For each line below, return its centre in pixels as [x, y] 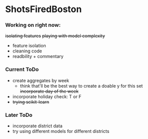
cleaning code [27, 51]
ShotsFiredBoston [43, 9]
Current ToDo [22, 69]
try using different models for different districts [61, 131]
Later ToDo [19, 115]
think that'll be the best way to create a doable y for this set [81, 86]
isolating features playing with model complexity [55, 36]
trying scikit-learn [31, 102]
